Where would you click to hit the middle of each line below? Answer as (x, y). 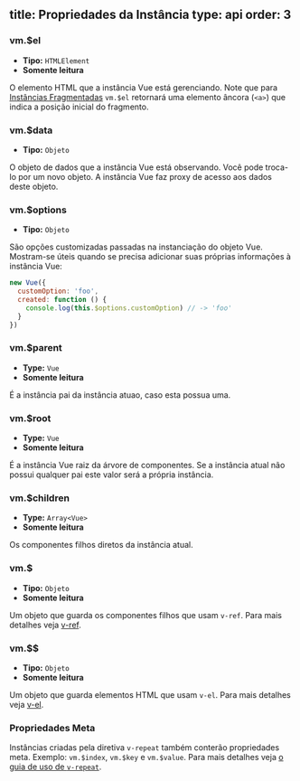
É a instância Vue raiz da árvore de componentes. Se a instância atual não (147, 466)
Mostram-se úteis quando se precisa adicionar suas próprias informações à (150, 257)
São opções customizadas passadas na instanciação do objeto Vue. (136, 247)
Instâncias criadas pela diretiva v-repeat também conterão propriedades (145, 748)
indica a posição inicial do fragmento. (79, 107)
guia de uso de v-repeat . (56, 767)
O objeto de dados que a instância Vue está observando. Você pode (136, 167)
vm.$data (31, 130)
